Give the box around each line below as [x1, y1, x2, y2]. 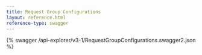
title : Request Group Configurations [6, 8, 101, 15]
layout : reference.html [6, 15, 66, 21]
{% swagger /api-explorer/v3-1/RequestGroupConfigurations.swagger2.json [6, 37, 196, 44]
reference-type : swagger [6, 20, 69, 26]
